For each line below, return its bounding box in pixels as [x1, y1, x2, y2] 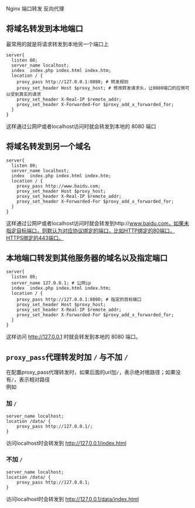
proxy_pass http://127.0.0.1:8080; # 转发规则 [16, 78, 129, 85]
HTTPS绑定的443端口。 [6, 234, 64, 241]
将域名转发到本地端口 [6, 24, 83, 34]
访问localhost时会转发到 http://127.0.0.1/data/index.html [6, 495, 139, 502]
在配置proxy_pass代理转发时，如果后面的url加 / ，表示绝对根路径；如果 [6, 369, 176, 376]
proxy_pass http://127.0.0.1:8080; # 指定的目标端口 [16, 297, 142, 303]
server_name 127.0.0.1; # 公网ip [11, 280, 91, 286]
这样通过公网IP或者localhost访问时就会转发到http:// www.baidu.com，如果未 [6, 219, 189, 226]
